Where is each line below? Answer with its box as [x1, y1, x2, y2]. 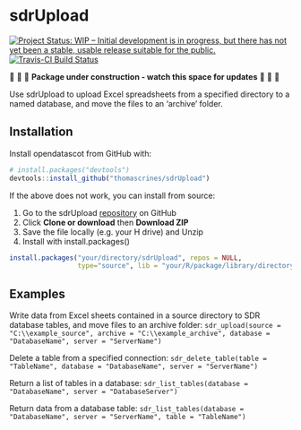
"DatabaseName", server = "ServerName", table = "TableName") [9, 413, 246, 422]
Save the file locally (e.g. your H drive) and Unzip [21, 226, 204, 237]
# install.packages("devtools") [9, 165, 130, 175]
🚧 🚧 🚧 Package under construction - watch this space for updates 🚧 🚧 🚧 [9, 71, 280, 82]
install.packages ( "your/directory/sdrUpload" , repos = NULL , [9, 253, 243, 262]
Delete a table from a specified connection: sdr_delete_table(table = [9, 353, 267, 364]
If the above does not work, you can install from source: [9, 190, 216, 201]
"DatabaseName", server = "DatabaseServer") [9, 387, 178, 397]
